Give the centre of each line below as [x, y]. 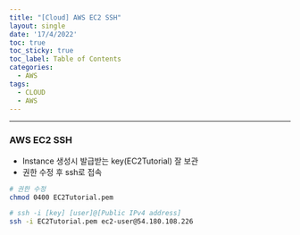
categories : [31, 68]
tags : [19, 84]
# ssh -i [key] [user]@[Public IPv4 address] [95, 214]
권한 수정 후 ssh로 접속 [62, 172]
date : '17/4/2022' [43, 34]
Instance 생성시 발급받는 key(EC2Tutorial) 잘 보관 [110, 161]
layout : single [37, 26]
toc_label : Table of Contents [66, 59]
